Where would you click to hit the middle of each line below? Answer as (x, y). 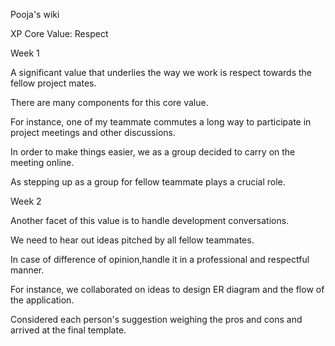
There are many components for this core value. (109, 102)
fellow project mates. (53, 83)
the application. (42, 300)
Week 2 (26, 201)
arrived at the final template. (68, 330)
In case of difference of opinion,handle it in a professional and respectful (160, 259)
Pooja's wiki (35, 14)
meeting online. (42, 162)
